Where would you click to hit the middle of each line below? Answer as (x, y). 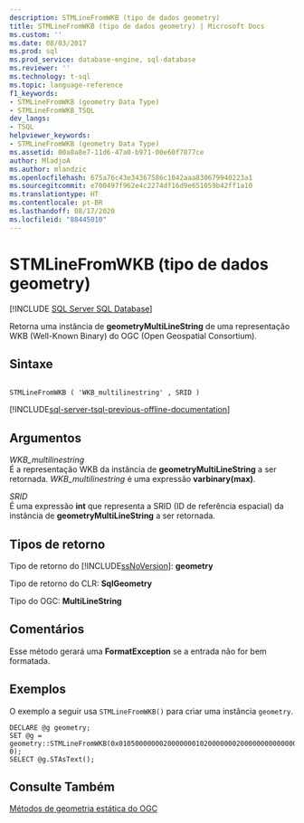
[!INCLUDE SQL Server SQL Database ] (81, 308)
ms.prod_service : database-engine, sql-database (103, 60)
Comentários (47, 629)
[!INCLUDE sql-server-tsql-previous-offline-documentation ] (120, 410)
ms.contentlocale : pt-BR (56, 203)
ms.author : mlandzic (48, 169)
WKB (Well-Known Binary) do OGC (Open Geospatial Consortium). (133, 336)
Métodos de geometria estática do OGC (84, 809)
